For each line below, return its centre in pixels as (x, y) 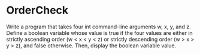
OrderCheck (37, 10)
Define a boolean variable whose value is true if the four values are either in (99, 33)
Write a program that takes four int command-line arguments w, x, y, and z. (99, 27)
